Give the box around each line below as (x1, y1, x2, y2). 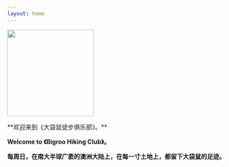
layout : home (7, 10, 45, 17)
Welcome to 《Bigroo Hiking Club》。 (7, 137, 111, 146)
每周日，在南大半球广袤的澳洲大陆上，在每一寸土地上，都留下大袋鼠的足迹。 (7, 152, 226, 160)
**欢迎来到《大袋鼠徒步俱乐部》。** (7, 123, 108, 131)
